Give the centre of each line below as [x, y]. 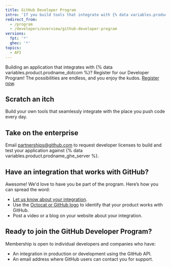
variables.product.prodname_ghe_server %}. [52, 156]
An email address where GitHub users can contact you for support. [83, 259]
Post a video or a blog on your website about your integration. [77, 215]
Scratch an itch [30, 99]
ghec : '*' [20, 43]
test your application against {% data [44, 151]
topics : [13, 48]
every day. [16, 117]
